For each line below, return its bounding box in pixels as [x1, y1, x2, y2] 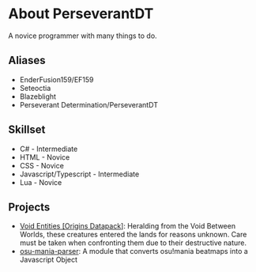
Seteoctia [19, 83, 51, 93]
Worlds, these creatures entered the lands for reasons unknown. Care [19, 230, 247, 240]
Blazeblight [19, 92, 57, 101]
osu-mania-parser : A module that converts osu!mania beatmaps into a [19, 247, 249, 256]
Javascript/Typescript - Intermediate [19, 169, 140, 179]
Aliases [8, 54, 46, 67]
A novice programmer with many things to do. [8, 31, 157, 40]
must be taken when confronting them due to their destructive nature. [19, 238, 247, 247]
